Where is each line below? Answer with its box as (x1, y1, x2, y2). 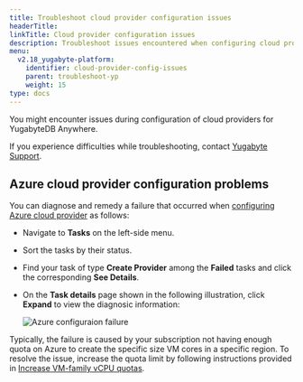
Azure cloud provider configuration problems (9, 176, 270, 191)
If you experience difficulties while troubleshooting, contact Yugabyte (9, 141, 268, 152)
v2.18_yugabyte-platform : (17, 55, 115, 64)
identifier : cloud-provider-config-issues (25, 64, 188, 73)
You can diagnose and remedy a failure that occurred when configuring (9, 200, 275, 211)
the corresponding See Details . (22, 272, 140, 283)
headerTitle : (9, 22, 59, 31)
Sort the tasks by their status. (22, 245, 133, 256)
